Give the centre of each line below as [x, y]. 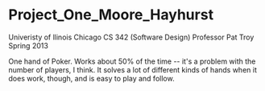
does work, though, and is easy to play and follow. [91, 78]
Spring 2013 [28, 45]
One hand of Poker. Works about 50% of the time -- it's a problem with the [132, 61]
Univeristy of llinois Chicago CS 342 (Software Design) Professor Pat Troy [131, 37]
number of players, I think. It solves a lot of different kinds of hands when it [133, 69]
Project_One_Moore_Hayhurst [111, 15]
